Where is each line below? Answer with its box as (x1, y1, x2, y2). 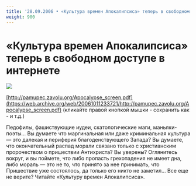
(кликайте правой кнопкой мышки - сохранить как (63, 106, 190, 114)
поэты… (6, 130, 26, 137)
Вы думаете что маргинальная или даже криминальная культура (27, 130, 191, 137)
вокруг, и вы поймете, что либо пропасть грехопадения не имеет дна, (6, 155, 182, 162)
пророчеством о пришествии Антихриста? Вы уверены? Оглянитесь (6, 149, 178, 156)
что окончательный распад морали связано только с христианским (6, 142, 177, 149)
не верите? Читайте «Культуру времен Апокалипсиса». (6, 173, 145, 181)
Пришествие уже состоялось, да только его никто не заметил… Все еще (6, 167, 188, 174)
